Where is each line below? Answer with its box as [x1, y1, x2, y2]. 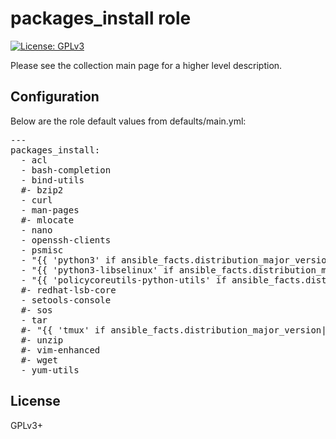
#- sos [20, 304, 53, 316]
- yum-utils [20, 364, 80, 376]
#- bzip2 [20, 184, 64, 196]
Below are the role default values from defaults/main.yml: [10, 115, 247, 127]
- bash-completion [20, 164, 112, 176]
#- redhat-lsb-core [20, 284, 117, 296]
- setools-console [20, 294, 112, 306]
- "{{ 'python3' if [20, 254, 117, 266]
